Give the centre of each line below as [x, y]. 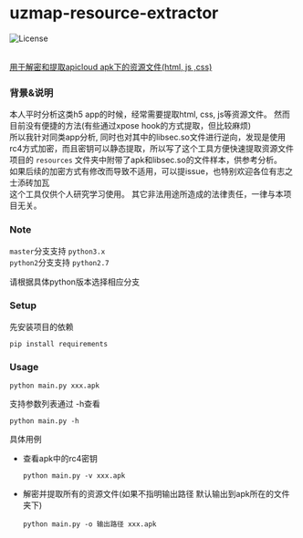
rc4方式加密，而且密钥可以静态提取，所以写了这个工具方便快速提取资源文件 [152, 149]
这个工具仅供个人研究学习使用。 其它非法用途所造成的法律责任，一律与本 [146, 194]
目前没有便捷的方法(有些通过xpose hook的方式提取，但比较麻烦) [131, 126]
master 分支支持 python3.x [57, 251]
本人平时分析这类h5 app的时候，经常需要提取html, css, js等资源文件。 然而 [150, 114]
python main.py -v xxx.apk [74, 476]
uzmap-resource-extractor [114, 13]
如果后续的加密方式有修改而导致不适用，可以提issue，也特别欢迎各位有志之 [151, 171]
